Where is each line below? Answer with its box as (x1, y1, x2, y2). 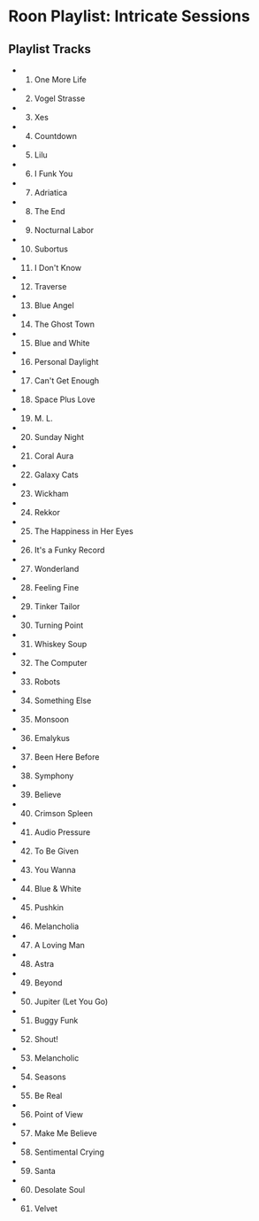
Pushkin (34, 902, 64, 913)
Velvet (34, 1203, 58, 1214)
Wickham (34, 489, 69, 498)
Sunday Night (34, 432, 85, 442)
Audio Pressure (34, 827, 91, 838)
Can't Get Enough (34, 375, 100, 386)
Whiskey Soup (34, 639, 88, 649)
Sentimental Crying (34, 1147, 105, 1157)
